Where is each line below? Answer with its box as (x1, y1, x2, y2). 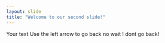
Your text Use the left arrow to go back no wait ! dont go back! (6, 30, 160, 37)
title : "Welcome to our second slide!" (6, 14, 106, 20)
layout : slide (6, 8, 42, 15)
